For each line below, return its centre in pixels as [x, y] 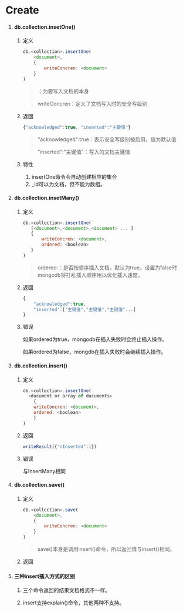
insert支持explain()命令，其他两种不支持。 [74, 603]
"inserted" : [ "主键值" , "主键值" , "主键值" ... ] [85, 309]
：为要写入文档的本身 [63, 91]
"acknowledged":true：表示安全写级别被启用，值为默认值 [107, 139]
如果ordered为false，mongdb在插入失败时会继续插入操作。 [94, 352]
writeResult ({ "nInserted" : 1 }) [60, 447]
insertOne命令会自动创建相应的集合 [74, 176]
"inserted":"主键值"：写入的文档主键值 [84, 152]
